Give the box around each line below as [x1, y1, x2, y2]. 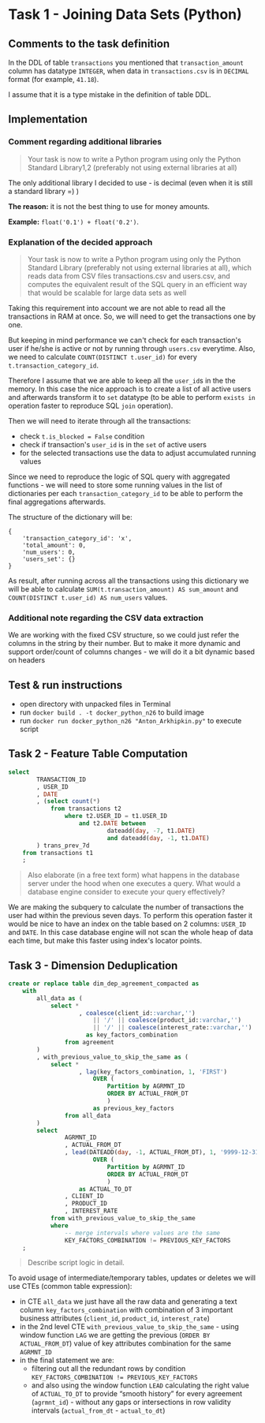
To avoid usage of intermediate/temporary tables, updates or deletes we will [8, 1273, 256, 1283]
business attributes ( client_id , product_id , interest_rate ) [19, 1313, 211, 1323]
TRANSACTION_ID [36, 775, 87, 783]
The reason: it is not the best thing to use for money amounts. [8, 201, 211, 211]
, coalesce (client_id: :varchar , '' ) [78, 1009, 196, 1017]
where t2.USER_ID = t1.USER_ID [64, 812, 168, 820]
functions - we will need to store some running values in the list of [8, 480, 223, 490]
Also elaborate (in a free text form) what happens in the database [27, 870, 241, 880]
